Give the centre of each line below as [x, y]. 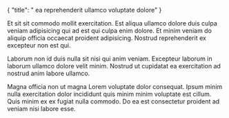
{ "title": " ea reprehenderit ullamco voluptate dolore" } [84, 10]
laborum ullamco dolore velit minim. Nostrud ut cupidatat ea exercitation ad [114, 66]
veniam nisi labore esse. [41, 109]
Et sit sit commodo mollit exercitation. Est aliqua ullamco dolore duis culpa [112, 23]
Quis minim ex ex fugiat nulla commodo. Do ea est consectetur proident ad [113, 101]
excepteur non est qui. [39, 45]
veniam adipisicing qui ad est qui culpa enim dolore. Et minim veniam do [110, 31]
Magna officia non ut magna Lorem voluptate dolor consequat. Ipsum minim [115, 87]
